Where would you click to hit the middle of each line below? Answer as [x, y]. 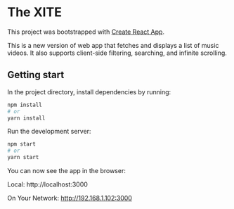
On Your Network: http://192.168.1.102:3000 [70, 198]
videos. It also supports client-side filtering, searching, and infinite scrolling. [117, 53]
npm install [25, 105]
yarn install [26, 118]
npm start [22, 144]
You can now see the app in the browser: [67, 171]
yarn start [23, 158]
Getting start [36, 75]
